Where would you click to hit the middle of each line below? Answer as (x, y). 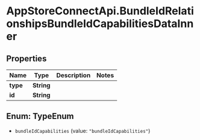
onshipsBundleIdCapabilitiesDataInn (100, 24)
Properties (27, 58)
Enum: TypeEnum (40, 116)
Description (73, 75)
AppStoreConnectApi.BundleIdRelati (100, 11)
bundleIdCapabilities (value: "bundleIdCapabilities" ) (83, 130)
